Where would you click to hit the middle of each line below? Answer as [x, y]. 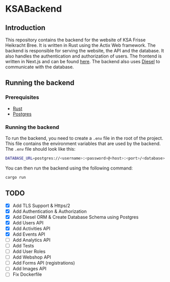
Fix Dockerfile [27, 274]
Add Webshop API [32, 257]
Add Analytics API [32, 240]
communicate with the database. [40, 67]
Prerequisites [22, 97]
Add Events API [29, 234]
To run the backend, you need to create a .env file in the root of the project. [84, 138]
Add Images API [30, 269]
